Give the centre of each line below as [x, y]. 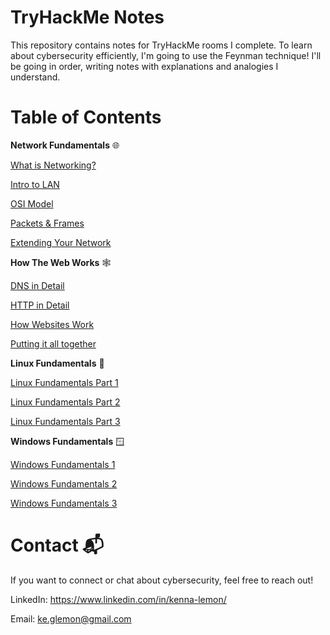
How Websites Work [52, 324]
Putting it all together [53, 343]
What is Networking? [53, 165]
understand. [35, 77]
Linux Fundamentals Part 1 [64, 382]
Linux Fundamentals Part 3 [65, 421]
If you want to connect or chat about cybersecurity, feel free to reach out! [162, 580]
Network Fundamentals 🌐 [65, 145]
